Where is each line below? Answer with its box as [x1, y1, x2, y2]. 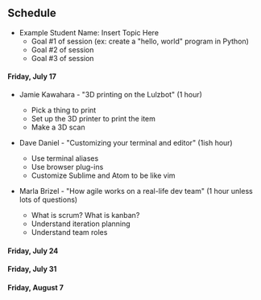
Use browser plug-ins [31, 162, 104, 172]
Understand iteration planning [31, 219, 130, 228]
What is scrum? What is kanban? [31, 211, 140, 220]
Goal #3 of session [31, 53, 94, 63]
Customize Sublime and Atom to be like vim [31, 171, 176, 180]
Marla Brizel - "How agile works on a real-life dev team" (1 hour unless [19, 187, 253, 196]
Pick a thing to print [31, 105, 97, 115]
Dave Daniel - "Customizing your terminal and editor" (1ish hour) [19, 138, 233, 148]
